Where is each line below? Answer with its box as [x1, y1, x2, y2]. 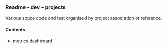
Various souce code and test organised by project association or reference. [5, 15, 163, 21]
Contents [5, 26, 25, 32]
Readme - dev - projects [5, 4, 66, 11]
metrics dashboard [12, 38, 52, 44]
